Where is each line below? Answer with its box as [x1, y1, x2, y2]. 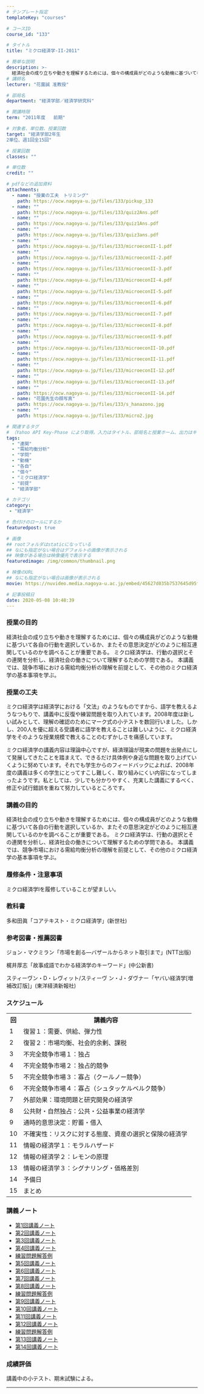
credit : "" [6, 170, 34, 176]
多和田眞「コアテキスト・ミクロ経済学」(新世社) [6, 917, 127, 924]
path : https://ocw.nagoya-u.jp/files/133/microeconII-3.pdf [17, 266, 172, 272]
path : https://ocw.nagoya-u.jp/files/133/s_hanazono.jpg [17, 402, 165, 408]
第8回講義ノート [15, 1282, 56, 1289]
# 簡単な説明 [6, 59, 35, 65]
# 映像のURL [6, 569, 34, 575]
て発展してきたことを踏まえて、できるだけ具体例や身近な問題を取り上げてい [6, 754, 197, 761]
